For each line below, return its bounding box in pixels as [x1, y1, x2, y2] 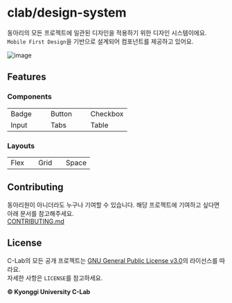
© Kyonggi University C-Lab [7, 287, 91, 295]
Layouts [7, 140, 35, 150]
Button [51, 109, 73, 118]
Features [7, 71, 46, 83]
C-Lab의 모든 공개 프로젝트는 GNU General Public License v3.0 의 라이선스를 [7, 256, 218, 264]
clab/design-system [7, 5, 127, 21]
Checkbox [90, 109, 124, 118]
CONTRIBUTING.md [7, 217, 64, 226]
